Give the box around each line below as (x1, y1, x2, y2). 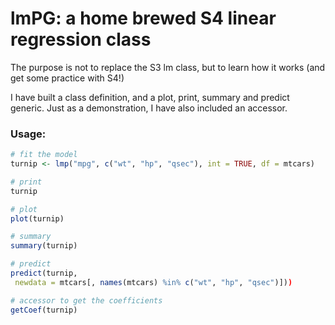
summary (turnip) (10, 241, 78, 251)
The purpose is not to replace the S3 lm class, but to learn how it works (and (10, 61, 326, 73)
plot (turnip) (10, 213, 65, 224)
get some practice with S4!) (10, 72, 125, 84)
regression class (10, 28, 152, 51)
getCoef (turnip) (10, 305, 78, 315)
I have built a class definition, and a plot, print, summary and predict (10, 91, 290, 103)
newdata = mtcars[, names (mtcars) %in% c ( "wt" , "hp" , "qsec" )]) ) (14, 277, 293, 287)
